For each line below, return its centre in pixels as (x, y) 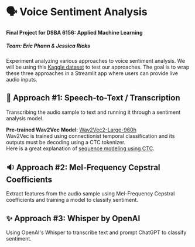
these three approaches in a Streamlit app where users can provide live (92, 73)
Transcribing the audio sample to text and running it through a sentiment (93, 112)
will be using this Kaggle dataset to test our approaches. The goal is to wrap (98, 67)
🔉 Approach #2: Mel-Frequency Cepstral (83, 168)
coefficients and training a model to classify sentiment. (72, 200)
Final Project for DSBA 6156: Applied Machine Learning (74, 32)
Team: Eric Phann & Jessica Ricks (48, 46)
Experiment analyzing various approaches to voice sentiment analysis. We (96, 60)
